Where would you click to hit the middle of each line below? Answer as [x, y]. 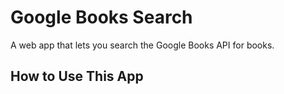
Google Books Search [101, 17]
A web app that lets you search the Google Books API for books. [142, 45]
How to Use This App [77, 76]
